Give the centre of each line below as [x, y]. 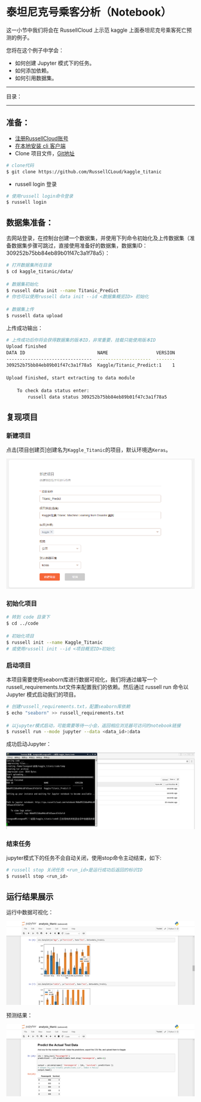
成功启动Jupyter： [29, 744]
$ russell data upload [34, 316]
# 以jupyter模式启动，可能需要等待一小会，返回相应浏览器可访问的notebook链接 [94, 725]
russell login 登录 [36, 184]
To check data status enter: [53, 390]
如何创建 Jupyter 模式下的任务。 [55, 63]
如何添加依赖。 [33, 70]
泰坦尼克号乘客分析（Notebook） [89, 12]
